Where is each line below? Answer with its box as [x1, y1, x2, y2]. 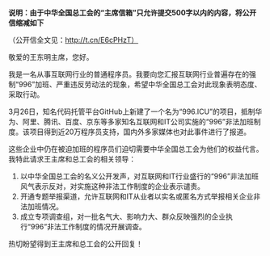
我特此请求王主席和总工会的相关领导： [8, 154, 136, 164]
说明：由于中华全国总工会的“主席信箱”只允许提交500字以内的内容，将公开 [8, 8, 257, 17]
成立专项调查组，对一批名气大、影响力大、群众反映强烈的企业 [19, 212, 226, 221]
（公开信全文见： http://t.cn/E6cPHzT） [8, 36, 139, 44]
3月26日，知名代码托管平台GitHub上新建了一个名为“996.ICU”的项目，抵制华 [8, 107, 263, 116]
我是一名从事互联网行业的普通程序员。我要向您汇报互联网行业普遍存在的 [8, 69, 249, 79]
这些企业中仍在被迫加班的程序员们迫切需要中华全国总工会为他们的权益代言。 [8, 145, 264, 153]
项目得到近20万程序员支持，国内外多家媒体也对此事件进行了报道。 [29, 127, 251, 136]
